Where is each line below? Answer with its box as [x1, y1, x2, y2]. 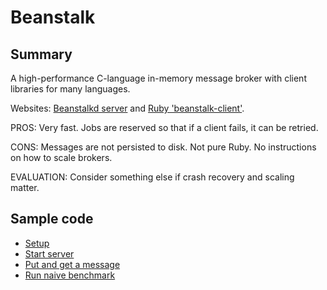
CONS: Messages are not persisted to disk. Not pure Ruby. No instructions [10, 141, 317, 153]
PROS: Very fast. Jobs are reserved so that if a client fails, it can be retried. [10, 122, 319, 133]
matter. [10, 182, 40, 193]
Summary [10, 46, 73, 63]
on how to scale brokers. [10, 152, 113, 163]
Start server [24, 247, 75, 260]
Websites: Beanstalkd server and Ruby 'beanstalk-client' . [10, 102, 245, 114]
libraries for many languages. [10, 83, 131, 95]
